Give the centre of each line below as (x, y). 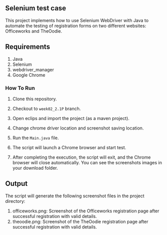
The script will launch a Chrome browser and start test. (69, 147)
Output (16, 184)
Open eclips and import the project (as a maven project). (71, 118)
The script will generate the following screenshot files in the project (75, 196)
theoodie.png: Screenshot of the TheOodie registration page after (80, 221)
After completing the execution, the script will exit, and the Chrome (81, 157)
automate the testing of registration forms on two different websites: (76, 26)
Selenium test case (36, 8)
